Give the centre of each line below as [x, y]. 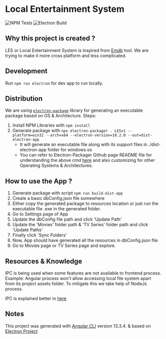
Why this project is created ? [50, 38]
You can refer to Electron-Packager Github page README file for [86, 155]
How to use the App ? [39, 181]
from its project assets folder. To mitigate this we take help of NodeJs [76, 284]
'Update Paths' [28, 230]
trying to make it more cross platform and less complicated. [66, 55]
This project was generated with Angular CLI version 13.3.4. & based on [78, 326]
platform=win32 [28, 135]
